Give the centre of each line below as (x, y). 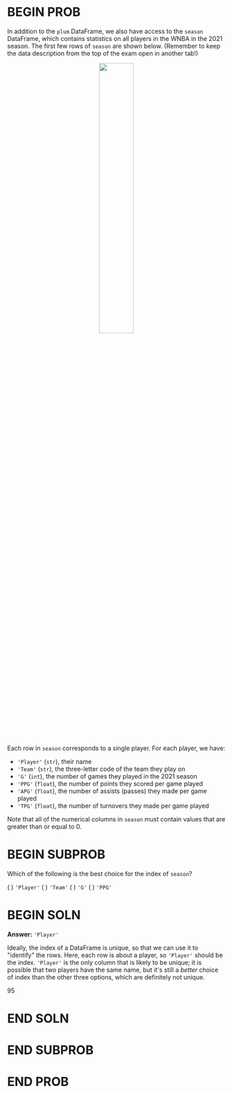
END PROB (38, 1082)
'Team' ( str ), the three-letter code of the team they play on (101, 769)
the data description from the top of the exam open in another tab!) (103, 53)
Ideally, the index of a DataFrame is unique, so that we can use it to (103, 948)
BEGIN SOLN (44, 915)
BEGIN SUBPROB (56, 854)
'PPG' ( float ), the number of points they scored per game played (110, 783)
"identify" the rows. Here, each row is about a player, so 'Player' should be (115, 955)
